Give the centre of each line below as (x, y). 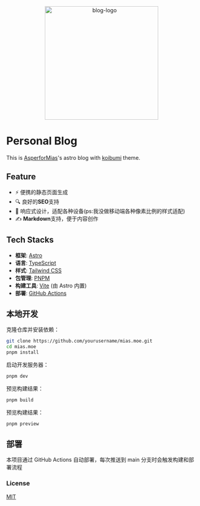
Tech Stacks (30, 240)
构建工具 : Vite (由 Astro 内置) (51, 285)
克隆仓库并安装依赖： (33, 330)
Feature (21, 177)
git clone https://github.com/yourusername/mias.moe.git (79, 341)
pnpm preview (23, 424)
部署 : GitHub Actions (41, 293)
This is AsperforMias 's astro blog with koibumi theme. (73, 157)
